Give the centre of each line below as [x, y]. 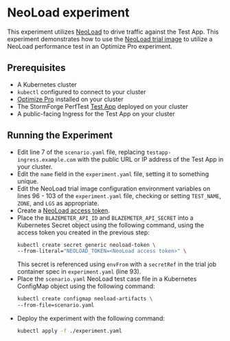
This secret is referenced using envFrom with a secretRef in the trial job [117, 264]
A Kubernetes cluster [47, 85]
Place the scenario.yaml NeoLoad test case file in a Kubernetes [107, 279]
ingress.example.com [46, 159]
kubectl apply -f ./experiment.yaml [69, 331]
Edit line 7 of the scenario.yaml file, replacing [81, 152]
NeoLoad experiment [68, 13]
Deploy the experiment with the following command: [91, 318]
